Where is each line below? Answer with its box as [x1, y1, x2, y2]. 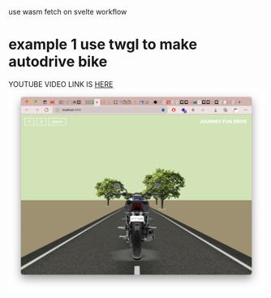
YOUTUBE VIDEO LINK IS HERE [8, 79, 114, 89]
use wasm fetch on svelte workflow [8, 7, 127, 16]
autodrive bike [8, 53, 108, 71]
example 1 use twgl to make [8, 36, 197, 54]
